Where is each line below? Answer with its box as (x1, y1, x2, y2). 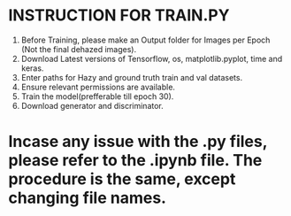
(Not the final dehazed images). (20, 43, 137, 54)
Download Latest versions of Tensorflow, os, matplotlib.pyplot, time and (20, 53, 283, 64)
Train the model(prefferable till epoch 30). (20, 90, 174, 102)
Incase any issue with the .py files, (8, 132, 267, 151)
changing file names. (8, 188, 167, 208)
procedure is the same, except (8, 169, 236, 189)
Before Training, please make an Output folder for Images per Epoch (20, 35, 271, 45)
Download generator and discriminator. (20, 100, 165, 111)
